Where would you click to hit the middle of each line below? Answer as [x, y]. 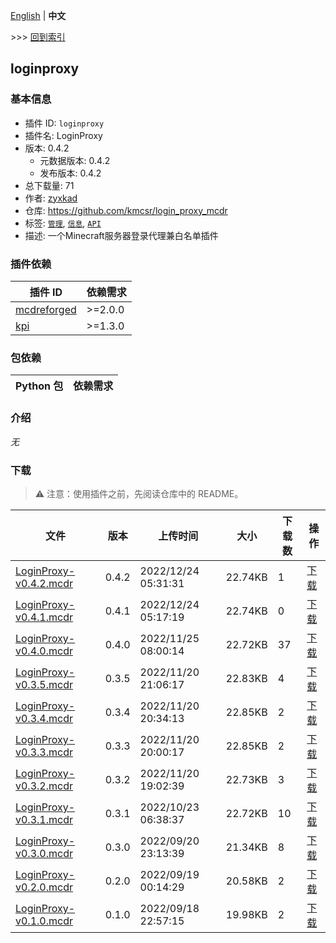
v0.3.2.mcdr [44, 786]
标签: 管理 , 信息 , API [63, 223]
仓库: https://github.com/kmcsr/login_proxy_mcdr [126, 210]
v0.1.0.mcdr [44, 921]
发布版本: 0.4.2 [70, 173]
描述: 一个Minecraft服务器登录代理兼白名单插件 [121, 235]
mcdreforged [46, 309]
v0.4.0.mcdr [44, 651]
